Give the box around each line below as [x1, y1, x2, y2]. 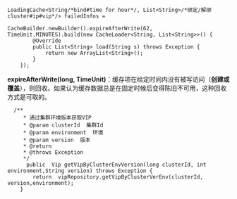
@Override [32, 37, 61, 44]
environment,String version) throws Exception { [7, 167, 153, 174]
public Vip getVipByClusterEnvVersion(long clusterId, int [25, 161, 207, 168]
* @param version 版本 [23, 136, 91, 143]
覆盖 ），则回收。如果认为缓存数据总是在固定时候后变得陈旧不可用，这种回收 [7, 84, 227, 92]
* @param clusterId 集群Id [23, 122, 104, 129]
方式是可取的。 [7, 93, 51, 101]
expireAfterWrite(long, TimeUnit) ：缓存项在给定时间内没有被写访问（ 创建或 [7, 75, 230, 83]
